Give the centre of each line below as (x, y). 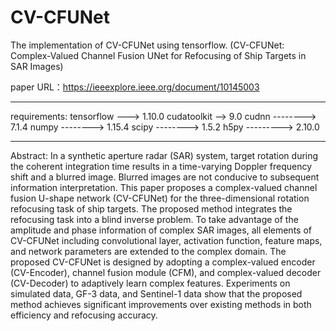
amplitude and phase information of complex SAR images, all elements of (161, 230)
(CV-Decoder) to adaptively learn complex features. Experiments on (150, 283)
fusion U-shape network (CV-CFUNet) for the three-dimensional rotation (160, 198)
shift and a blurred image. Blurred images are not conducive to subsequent (165, 177)
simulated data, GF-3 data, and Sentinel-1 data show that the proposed (156, 293)
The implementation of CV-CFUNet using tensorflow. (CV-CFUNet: (147, 45)
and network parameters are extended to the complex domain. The (148, 251)
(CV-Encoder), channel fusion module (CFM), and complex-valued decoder (166, 272)
